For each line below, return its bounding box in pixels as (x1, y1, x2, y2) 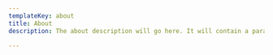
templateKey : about (8, 11, 75, 20)
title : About (8, 19, 53, 27)
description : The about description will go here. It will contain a (8, 27, 249, 35)
